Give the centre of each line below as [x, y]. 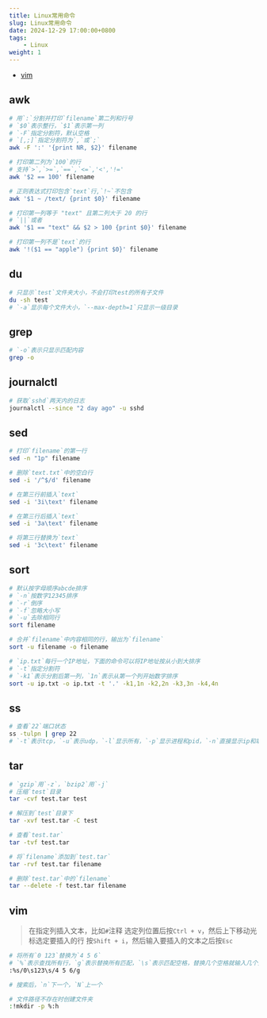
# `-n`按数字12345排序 [44, 596]
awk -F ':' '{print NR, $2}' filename [73, 148]
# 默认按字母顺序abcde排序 [48, 588]
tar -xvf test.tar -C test [53, 821]
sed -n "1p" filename [45, 459]
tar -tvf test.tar [39, 843]
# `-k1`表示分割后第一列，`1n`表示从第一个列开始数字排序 [93, 676]
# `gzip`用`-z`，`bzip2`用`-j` [59, 784]
